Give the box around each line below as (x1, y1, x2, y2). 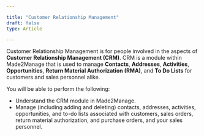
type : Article (6, 26, 43, 32)
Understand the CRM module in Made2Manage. (15, 97, 136, 104)
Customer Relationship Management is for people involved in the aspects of (6, 48, 198, 55)
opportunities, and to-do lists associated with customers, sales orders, (15, 110, 194, 118)
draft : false (6, 20, 40, 26)
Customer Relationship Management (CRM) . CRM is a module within (6, 54, 182, 62)
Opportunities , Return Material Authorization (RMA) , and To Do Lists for (6, 67, 192, 74)
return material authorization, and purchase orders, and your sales (15, 116, 183, 124)
